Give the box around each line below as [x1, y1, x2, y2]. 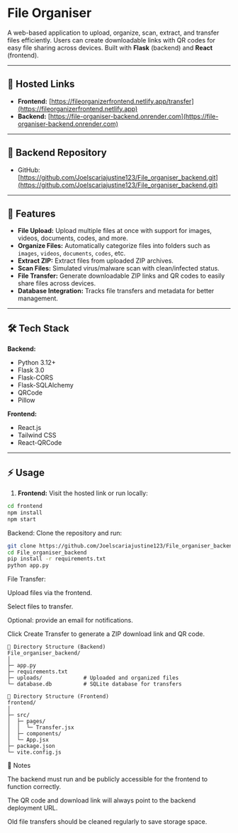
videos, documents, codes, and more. [17, 234, 129, 242]
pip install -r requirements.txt [7, 555, 106, 562]
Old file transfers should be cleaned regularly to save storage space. [7, 817, 208, 826]
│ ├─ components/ [7, 730, 62, 737]
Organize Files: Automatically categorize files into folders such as [17, 242, 210, 250]
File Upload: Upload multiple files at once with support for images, [17, 227, 212, 235]
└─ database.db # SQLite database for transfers [7, 681, 182, 688]
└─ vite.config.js [7, 749, 62, 756]
